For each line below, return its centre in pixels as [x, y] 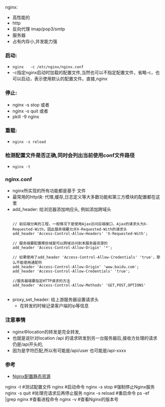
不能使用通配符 [29, 263]
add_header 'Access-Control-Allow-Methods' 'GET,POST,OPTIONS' [79, 286]
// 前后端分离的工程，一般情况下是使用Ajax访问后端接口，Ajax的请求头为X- [80, 224]
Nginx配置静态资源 [31, 376]
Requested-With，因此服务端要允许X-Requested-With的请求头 [70, 229]
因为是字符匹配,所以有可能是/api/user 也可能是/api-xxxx [69, 350]
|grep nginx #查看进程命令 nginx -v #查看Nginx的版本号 [62, 400]
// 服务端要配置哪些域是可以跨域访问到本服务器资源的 [60, 243]
